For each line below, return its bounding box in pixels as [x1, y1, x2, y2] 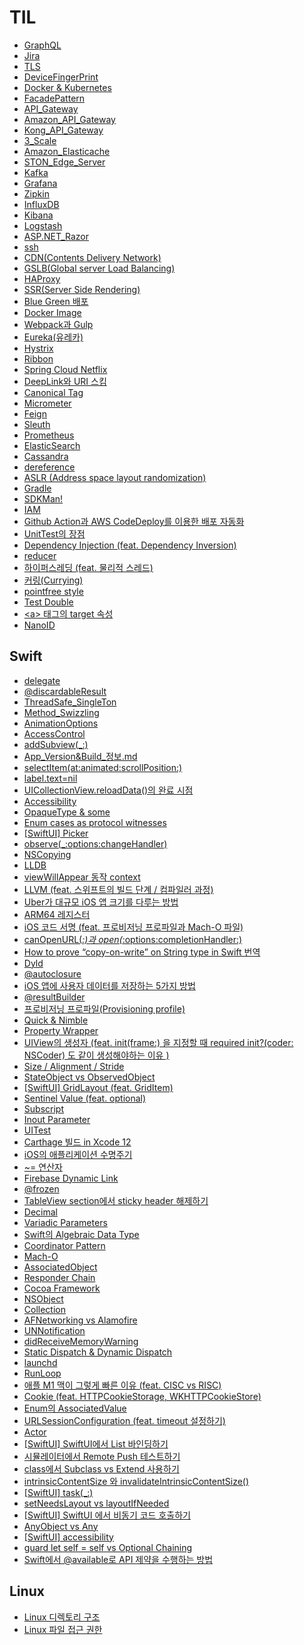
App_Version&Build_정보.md [23, 750, 138, 762]
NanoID [23, 619, 56, 631]
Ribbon [23, 352, 54, 365]
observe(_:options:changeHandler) [23, 837, 168, 850]
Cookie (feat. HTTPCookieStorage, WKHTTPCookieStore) [23, 1390, 262, 1402]
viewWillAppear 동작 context [23, 871, 141, 883]
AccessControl [23, 727, 86, 740]
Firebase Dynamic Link [23, 1172, 119, 1184]
